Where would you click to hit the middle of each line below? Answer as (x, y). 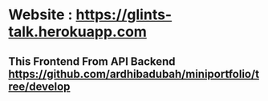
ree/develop (39, 86)
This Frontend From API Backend (92, 61)
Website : (41, 15)
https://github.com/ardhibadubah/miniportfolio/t (134, 74)
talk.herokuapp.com (77, 32)
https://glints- (124, 15)
